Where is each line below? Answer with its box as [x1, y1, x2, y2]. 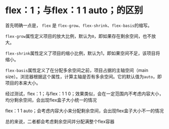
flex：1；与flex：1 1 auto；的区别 [5, 5, 143, 16]
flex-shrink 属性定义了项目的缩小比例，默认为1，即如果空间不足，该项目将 [5, 50, 160, 56]
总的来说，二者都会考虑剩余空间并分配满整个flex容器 [5, 118, 115, 124]
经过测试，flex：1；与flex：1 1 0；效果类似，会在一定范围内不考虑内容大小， [5, 91, 164, 97]
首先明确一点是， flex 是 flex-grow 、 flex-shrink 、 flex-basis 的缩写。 [5, 22, 152, 28]
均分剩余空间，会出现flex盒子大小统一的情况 [5, 97, 97, 103]
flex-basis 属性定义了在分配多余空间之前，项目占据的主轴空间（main [5, 67, 149, 73]
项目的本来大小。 [5, 79, 41, 86]
